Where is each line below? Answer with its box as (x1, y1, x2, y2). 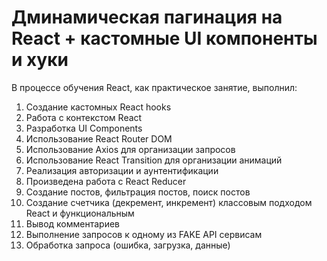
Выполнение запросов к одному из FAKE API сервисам (25, 228, 263, 240)
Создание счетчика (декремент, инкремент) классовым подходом (25, 196, 313, 208)
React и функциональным (25, 207, 135, 219)
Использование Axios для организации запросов (25, 143, 236, 155)
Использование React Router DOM (25, 132, 173, 145)
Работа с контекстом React (25, 111, 143, 123)
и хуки (11, 49, 69, 71)
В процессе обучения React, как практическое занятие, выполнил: (11, 81, 298, 93)
